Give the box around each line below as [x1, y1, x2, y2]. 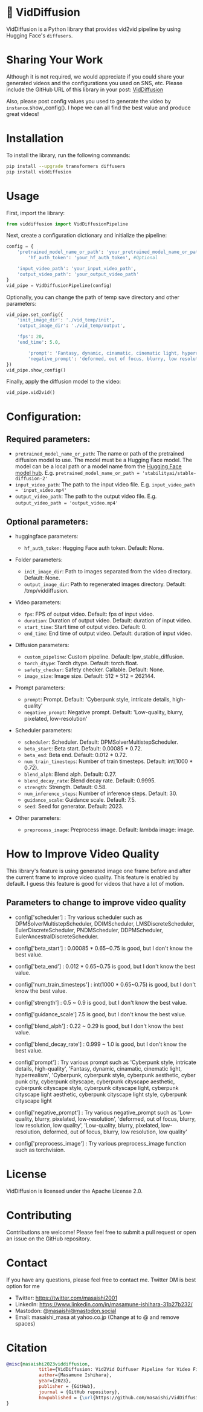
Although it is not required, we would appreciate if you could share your [6, 73, 185, 80]
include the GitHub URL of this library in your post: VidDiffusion [6, 86, 164, 93]
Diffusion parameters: [14, 642, 69, 649]
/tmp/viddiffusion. [24, 587, 69, 595]
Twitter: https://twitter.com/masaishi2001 [14, 1294, 118, 1301]
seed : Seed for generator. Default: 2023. [24, 803, 124, 810]
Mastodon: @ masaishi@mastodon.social [14, 1307, 117, 1314]
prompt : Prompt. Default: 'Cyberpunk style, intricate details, [24, 696, 171, 703]
